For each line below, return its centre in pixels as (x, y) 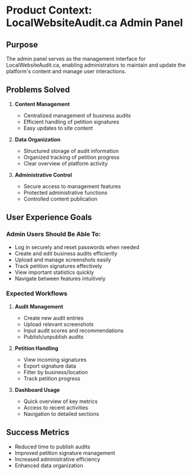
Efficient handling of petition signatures (71, 122)
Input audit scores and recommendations (74, 330)
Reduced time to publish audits (52, 447)
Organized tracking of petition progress (71, 157)
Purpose (22, 45)
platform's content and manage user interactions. (66, 71)
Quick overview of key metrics (61, 401)
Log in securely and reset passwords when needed (77, 247)
